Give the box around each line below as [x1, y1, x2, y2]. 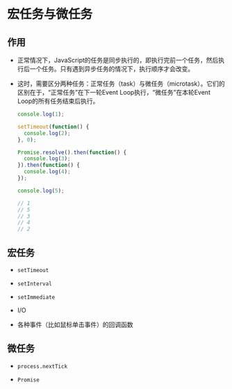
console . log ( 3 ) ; [24, 155, 71, 162]
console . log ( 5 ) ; [17, 187, 65, 194]
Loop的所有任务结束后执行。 [17, 97, 99, 105]
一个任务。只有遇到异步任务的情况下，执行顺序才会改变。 [29, 65, 194, 73]
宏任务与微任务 [7, 6, 93, 22]
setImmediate [17, 294, 56, 301]
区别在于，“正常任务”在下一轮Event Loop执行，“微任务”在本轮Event [17, 88, 210, 96]
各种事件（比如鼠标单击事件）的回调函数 [17, 320, 133, 328]
